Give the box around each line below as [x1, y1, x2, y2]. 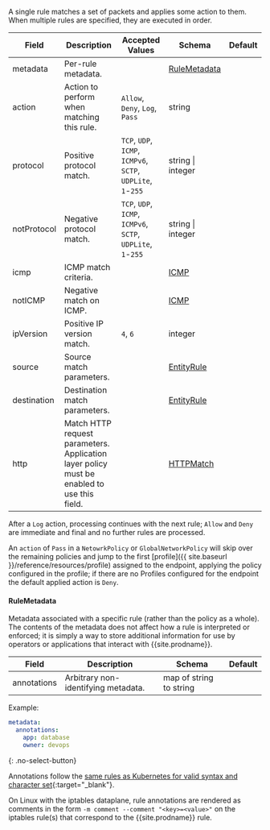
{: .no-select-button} [8, 755, 77, 765]
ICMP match [63, 262, 111, 272]
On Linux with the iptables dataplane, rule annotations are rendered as [8, 795, 241, 805]
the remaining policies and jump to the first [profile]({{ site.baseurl [8, 552, 227, 561]
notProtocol [12, 223, 57, 234]
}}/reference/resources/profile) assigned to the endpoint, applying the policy [8, 560, 262, 570]
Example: [8, 703, 39, 712]
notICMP [12, 295, 46, 305]
